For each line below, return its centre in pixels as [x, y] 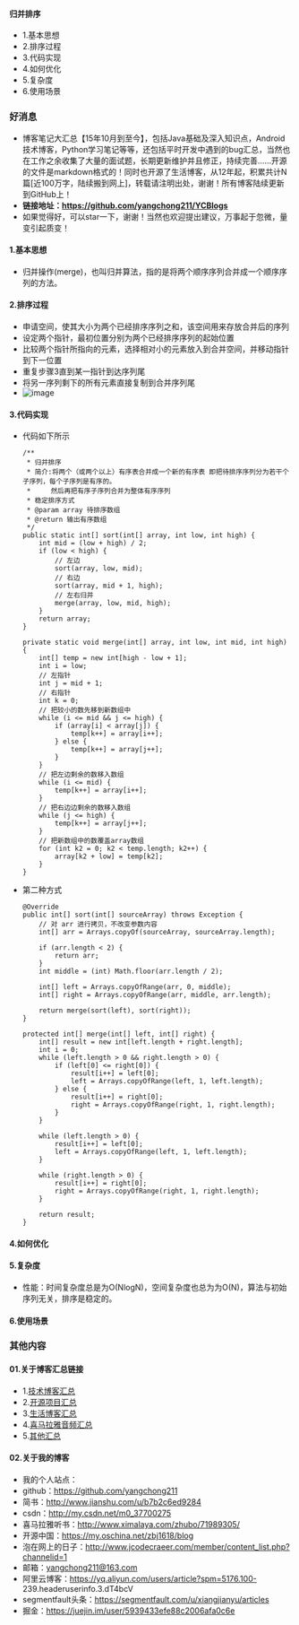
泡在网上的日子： [54, 1546]
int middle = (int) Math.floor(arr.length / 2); [131, 972]
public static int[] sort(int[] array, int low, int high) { [139, 535]
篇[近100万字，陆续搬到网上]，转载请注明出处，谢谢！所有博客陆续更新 [153, 183]
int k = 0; [59, 701]
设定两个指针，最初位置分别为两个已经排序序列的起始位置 [128, 337]
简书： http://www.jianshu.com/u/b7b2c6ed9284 [111, 1501]
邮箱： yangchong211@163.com [80, 1567]
